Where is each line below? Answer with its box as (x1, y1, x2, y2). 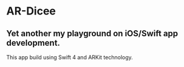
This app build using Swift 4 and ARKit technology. (6, 54, 134, 61)
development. (6, 37, 61, 48)
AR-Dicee (6, 4, 56, 18)
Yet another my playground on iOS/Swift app (6, 28, 179, 39)
